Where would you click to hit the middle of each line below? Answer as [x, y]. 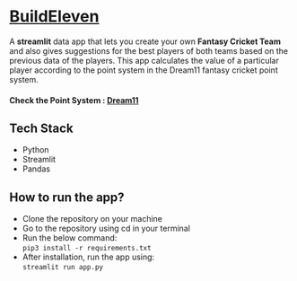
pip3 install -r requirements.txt [87, 249]
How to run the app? [67, 197]
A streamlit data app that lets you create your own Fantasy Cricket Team [145, 41]
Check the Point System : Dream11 [74, 100]
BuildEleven [54, 17]
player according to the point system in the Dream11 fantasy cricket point [144, 70]
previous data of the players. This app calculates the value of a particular [144, 60]
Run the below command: [70, 238]
